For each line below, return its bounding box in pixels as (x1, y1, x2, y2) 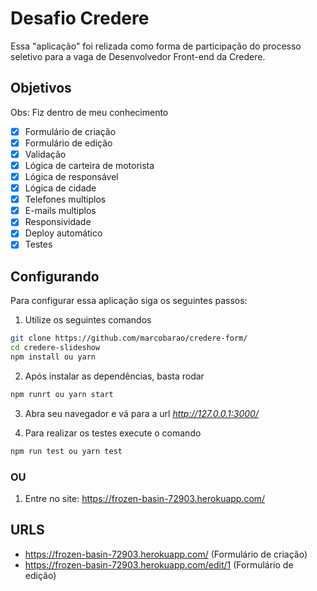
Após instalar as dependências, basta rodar (24, 370, 205, 382)
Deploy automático (24, 227, 103, 239)
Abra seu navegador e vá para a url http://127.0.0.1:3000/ (24, 407, 259, 419)
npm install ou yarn (10, 352, 97, 362)
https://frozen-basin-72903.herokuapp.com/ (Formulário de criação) (24, 548, 308, 560)
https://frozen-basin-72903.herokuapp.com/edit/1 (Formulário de (24, 558, 294, 571)
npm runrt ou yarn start (10, 389, 114, 399)
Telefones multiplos (24, 193, 107, 206)
